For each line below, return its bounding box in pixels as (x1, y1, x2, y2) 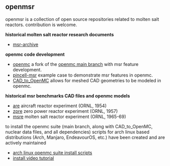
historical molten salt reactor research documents (5, 31, 114, 37)
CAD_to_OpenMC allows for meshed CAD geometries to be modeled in (12, 77, 161, 83)
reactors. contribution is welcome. (5, 21, 78, 28)
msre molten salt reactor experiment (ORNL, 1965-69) (12, 113, 127, 120)
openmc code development (5, 51, 65, 57)
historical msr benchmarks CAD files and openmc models (5, 92, 130, 99)
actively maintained (5, 139, 46, 146)
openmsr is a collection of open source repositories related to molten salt (5, 16, 159, 22)
